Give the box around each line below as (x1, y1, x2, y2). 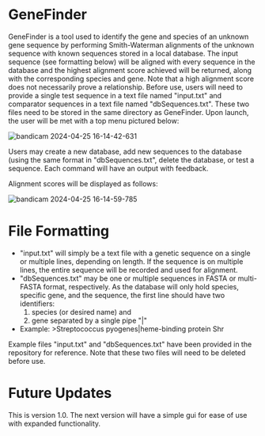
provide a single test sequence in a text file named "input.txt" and (8, 90, 222, 100)
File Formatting (8, 222, 110, 240)
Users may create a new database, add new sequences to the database (8, 147, 243, 156)
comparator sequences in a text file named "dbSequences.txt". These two (8, 99, 250, 109)
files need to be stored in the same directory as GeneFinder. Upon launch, (8, 107, 249, 117)
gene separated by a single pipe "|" (31, 316, 148, 325)
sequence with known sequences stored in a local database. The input (8, 48, 239, 58)
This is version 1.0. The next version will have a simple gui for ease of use (8, 410, 248, 419)
